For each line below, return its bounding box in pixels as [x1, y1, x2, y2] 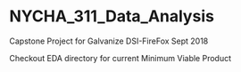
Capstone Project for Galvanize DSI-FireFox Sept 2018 [9, 36, 209, 46]
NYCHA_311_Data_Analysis [9, 6, 214, 27]
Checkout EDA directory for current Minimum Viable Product [9, 52, 232, 63]
